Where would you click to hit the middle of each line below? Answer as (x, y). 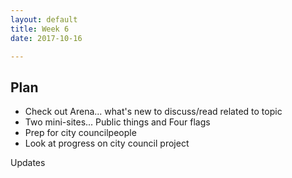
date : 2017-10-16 (46, 38)
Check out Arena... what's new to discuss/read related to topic (153, 112)
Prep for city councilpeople (80, 133)
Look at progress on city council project (107, 143)
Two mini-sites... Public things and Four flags (117, 122)
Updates (28, 163)
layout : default (44, 19)
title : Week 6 (40, 29)
